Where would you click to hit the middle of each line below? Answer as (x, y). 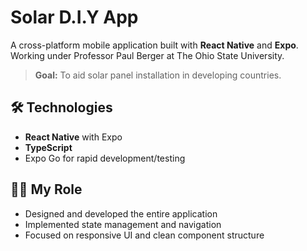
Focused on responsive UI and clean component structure (144, 235)
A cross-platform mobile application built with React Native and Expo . (154, 45)
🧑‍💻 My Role (46, 189)
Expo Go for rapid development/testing (105, 158)
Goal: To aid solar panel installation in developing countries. (158, 75)
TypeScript (48, 147)
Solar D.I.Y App (74, 17)
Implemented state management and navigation (123, 224)
